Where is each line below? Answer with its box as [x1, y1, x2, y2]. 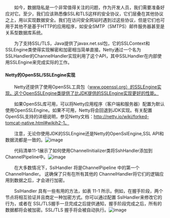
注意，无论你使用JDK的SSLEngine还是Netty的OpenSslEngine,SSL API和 [14, 131, 164, 137]
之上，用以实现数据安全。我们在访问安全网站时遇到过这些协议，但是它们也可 [5, 17, 165, 23]
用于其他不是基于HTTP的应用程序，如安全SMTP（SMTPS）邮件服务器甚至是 [5, 23, 165, 29]
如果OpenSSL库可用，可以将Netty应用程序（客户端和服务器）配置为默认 [14, 101, 165, 107]
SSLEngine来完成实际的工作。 [9, 60, 72, 65]
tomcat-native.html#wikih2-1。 [5, 120, 69, 126]
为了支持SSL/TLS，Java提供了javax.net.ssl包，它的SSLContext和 [14, 40, 150, 46]
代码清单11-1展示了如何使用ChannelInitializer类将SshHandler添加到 [14, 148, 153, 154]
